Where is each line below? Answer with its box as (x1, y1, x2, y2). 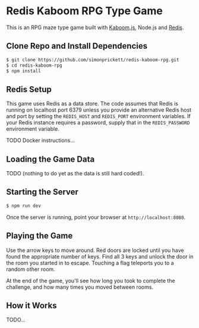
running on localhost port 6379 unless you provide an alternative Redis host (6, 106, 192, 113)
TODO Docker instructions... (6, 137, 75, 144)
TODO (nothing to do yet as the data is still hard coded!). (6, 170, 144, 176)
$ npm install (6, 68, 42, 74)
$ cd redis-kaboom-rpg (6, 62, 62, 68)
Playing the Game (6, 231, 73, 241)
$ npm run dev (6, 203, 42, 209)
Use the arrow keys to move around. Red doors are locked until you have (6, 247, 184, 254)
